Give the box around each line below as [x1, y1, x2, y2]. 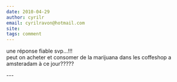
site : [6, 25, 20, 32]
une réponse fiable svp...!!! [6, 47, 73, 54]
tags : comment [6, 31, 42, 37]
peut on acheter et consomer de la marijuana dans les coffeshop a [6, 54, 172, 61]
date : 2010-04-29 [6, 8, 50, 15]
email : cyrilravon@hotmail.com [6, 20, 85, 26]
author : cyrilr [6, 14, 45, 20]
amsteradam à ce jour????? [6, 60, 74, 68]
